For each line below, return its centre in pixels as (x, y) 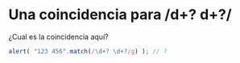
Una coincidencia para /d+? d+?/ (120, 15)
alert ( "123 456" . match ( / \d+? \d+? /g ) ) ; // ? (88, 51)
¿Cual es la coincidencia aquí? (58, 37)
